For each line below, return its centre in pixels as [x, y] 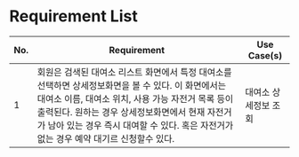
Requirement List [73, 16]
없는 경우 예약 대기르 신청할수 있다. [106, 138]
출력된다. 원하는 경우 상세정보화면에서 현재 [121, 112]
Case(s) [265, 55]
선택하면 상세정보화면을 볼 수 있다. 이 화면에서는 [132, 85]
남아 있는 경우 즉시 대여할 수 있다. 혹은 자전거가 [141, 125]
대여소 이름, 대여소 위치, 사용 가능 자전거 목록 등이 [135, 98]
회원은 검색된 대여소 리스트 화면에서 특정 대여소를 [134, 72]
